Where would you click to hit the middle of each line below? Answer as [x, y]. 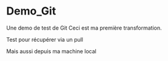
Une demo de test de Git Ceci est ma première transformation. [84, 28]
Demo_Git [31, 11]
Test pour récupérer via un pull [45, 39]
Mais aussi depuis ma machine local [52, 51]
